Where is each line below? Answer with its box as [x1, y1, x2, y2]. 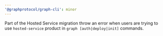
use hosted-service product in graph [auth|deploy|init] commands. [4, 25, 144, 31]
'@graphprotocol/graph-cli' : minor [4, 7, 77, 12]
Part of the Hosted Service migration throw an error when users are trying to [4, 20, 158, 26]
